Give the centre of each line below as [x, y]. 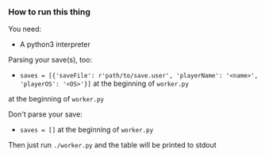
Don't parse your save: [46, 114]
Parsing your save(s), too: [50, 60]
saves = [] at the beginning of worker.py [86, 130]
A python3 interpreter [55, 44]
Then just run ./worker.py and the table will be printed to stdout [112, 145]
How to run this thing [50, 12]
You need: [25, 29]
